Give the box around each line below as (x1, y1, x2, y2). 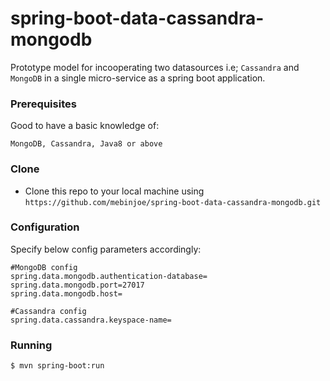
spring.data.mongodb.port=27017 (10, 280, 145, 290)
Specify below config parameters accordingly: (10, 243, 202, 255)
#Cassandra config (10, 306, 87, 316)
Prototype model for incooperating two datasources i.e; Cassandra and (10, 61, 300, 73)
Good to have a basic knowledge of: (10, 120, 160, 132)
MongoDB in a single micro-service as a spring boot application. (10, 72, 266, 84)
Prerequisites (10, 97, 77, 111)
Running (10, 338, 53, 352)
